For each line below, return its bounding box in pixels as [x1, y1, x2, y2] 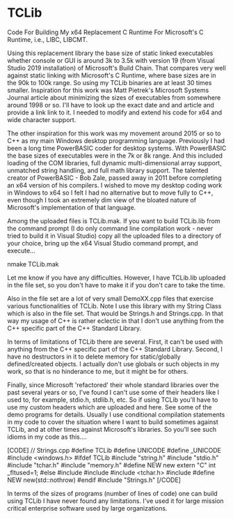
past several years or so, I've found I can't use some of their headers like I [7, 388, 220, 396]
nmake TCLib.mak [7, 259, 59, 268]
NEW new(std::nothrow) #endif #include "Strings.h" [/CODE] [7, 476, 181, 484]
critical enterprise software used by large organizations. [7, 504, 168, 512]
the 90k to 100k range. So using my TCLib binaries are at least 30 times [7, 78, 212, 86]
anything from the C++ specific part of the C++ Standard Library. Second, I [7, 345, 223, 353]
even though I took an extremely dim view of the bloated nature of [7, 195, 197, 204]
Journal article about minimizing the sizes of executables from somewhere [7, 93, 221, 102]
